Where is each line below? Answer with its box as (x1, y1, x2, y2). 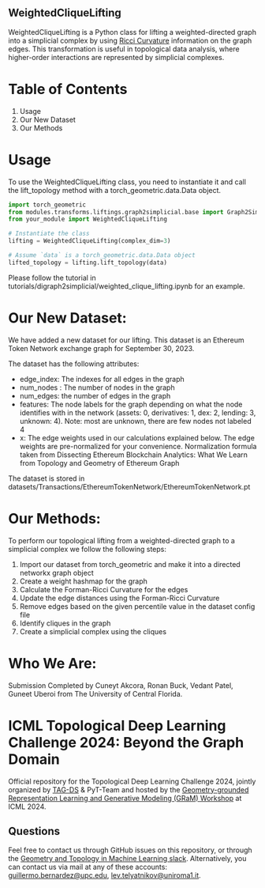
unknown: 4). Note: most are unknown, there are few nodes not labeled (19, 416, 252, 425)
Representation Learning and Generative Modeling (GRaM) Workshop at (8, 793, 242, 803)
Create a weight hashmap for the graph (19, 576, 148, 586)
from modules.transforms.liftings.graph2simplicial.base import (8, 208, 224, 216)
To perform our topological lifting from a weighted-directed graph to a (8, 535, 235, 545)
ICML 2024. (8, 802, 47, 811)
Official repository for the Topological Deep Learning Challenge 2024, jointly (8, 777, 256, 786)
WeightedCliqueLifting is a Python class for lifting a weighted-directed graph (8, 27, 256, 36)
